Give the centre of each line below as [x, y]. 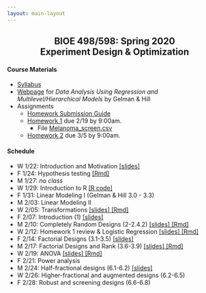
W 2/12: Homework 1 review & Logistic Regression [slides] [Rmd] [108, 232]
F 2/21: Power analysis [48, 261]
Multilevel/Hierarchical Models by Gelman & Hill [84, 99]
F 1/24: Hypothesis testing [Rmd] [63, 174]
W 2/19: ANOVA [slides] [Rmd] [59, 253]
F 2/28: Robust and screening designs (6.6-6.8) [84, 283]
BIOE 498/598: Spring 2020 [115, 41]
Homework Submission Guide [69, 114]
